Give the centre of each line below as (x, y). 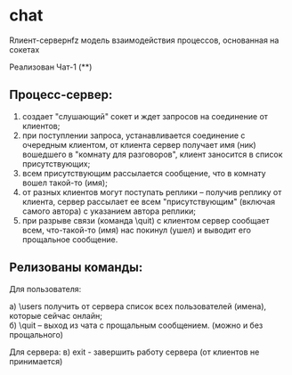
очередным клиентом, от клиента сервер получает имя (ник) (139, 144)
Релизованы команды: (76, 268)
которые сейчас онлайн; (56, 315)
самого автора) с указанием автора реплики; (109, 211)
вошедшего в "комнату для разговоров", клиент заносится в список (152, 154)
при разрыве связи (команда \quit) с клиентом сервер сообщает (146, 220)
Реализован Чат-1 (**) (51, 67)
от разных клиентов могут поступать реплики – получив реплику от (152, 192)
